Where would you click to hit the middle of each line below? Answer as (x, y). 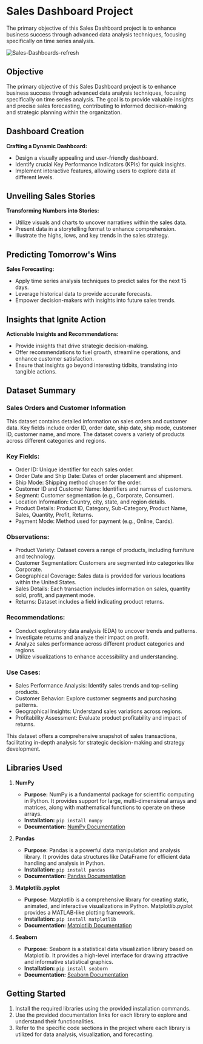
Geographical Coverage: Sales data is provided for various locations (100, 576)
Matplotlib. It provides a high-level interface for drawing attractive (106, 955)
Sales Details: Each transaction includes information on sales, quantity (103, 589)
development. (23, 749)
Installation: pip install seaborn (66, 968)
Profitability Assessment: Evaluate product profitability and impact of (101, 717)
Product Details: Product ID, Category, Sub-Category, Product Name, (101, 508)
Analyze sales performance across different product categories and (100, 643)
